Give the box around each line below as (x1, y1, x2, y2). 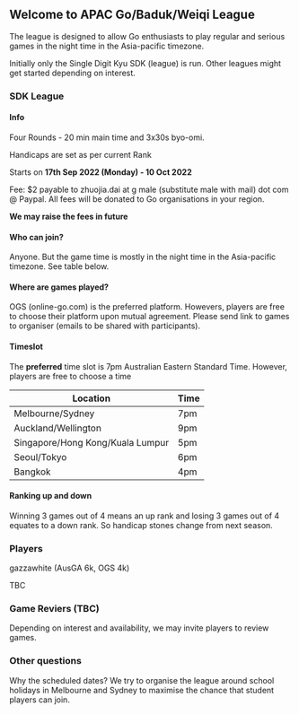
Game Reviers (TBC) (9, 602, 101, 614)
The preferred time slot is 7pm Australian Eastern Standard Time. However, (9, 361, 287, 371)
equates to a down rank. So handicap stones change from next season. (9, 519, 274, 530)
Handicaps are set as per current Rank (9, 149, 153, 160)
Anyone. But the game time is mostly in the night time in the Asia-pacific (9, 251, 277, 263)
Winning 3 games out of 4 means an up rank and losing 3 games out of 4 (9, 510, 280, 521)
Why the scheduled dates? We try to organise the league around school (9, 675, 275, 685)
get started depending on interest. (9, 67, 136, 78)
